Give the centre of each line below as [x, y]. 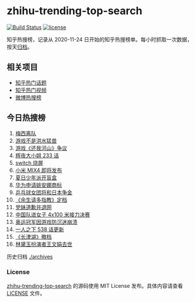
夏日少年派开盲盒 [36, 177]
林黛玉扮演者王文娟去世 [44, 244]
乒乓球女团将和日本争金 [44, 192]
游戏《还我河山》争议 [41, 148]
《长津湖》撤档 [33, 236]
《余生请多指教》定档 [41, 200]
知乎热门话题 [31, 82]
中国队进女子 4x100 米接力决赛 [52, 215]
